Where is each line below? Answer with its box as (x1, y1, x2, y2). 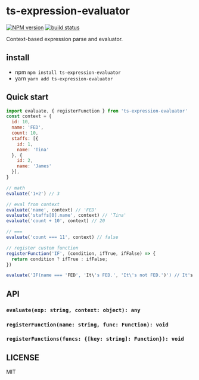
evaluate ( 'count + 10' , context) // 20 (6, 218, 105, 224)
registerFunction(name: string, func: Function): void (6, 321, 169, 328)
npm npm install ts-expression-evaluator (14, 68, 121, 76)
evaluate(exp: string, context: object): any (6, 307, 141, 313)
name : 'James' (17, 163, 52, 169)
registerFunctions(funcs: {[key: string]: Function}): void (6, 335, 185, 342)
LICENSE (6, 353, 40, 363)
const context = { (6, 113, 52, 120)
